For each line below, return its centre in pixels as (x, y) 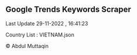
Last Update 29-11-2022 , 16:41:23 (47, 23)
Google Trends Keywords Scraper (68, 10)
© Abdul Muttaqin (27, 46)
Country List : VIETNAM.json (40, 35)
